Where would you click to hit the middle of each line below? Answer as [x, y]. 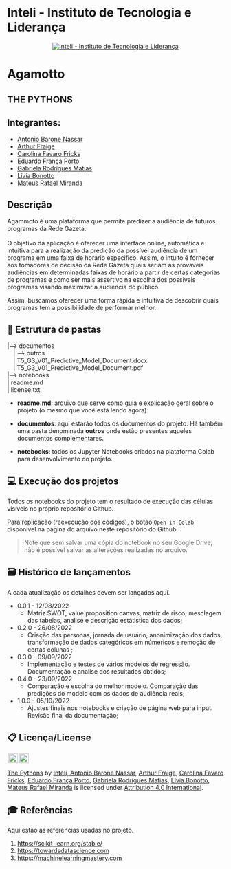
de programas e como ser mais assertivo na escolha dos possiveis [101, 280]
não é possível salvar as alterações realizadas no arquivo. [106, 550]
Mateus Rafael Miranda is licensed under [65, 788]
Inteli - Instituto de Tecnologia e [99, 13]
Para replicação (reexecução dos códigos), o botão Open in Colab [101, 522]
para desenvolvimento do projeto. [65, 459]
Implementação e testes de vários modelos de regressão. [109, 664]
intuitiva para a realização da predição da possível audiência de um [102, 251]
